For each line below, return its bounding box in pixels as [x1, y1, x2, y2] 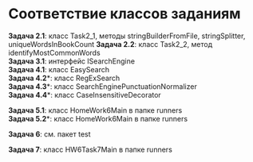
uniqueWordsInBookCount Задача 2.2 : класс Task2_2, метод [8, 39, 213, 48]
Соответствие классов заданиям [8, 5, 241, 23]
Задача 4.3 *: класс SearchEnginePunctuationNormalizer [8, 81, 197, 91]
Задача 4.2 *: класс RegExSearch [8, 73, 121, 83]
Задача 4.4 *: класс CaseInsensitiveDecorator [8, 90, 161, 99]
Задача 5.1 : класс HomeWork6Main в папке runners [8, 105, 183, 115]
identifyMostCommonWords [8, 48, 101, 57]
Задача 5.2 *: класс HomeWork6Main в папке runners [8, 114, 188, 123]
